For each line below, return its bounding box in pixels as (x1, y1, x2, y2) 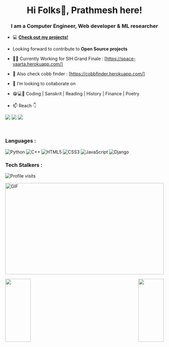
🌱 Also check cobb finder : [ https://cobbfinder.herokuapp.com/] (12, 71, 145, 77)
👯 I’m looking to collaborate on (12, 81, 76, 87)
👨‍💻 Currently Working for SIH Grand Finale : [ (12, 55, 107, 62)
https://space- (106, 55, 136, 62)
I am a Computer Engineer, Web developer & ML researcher (11, 23, 158, 30)
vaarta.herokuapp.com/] (12, 61, 63, 67)
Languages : (5, 137, 36, 144)
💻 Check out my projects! (12, 34, 68, 40)
